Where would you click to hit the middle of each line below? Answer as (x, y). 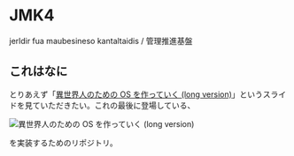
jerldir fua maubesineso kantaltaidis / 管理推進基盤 (101, 41)
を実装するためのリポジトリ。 (63, 143)
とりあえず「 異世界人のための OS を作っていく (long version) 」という (136, 94)
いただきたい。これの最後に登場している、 (117, 105)
